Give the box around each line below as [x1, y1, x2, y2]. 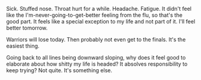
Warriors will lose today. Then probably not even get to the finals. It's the [6, 36, 186, 43]
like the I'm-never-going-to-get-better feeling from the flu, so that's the [6, 11, 183, 19]
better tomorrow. [6, 24, 48, 31]
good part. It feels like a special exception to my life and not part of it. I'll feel [6, 18, 196, 25]
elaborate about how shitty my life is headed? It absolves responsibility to [6, 60, 188, 67]
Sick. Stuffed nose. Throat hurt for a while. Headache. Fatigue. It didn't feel [6, 5, 192, 12]
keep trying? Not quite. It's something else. [6, 67, 113, 74]
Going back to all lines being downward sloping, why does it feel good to [6, 54, 186, 61]
